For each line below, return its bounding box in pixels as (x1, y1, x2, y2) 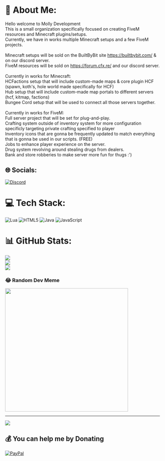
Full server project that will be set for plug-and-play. (5, 115, 110, 121)
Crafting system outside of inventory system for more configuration (5, 120, 141, 126)
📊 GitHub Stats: (5, 235, 72, 246)
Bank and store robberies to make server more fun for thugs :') (5, 151, 132, 157)
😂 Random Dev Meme (5, 277, 60, 284)
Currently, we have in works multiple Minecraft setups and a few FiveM (5, 36, 149, 42)
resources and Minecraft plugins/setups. (5, 31, 87, 37)
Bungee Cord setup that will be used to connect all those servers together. (5, 99, 156, 105)
